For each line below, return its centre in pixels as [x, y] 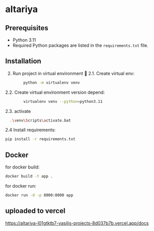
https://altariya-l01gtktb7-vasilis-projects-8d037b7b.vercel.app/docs [77, 223]
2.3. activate [18, 111]
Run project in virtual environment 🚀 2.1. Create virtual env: [73, 73]
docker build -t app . [29, 177]
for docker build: [22, 167]
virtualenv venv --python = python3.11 [63, 101]
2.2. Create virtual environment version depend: [55, 92]
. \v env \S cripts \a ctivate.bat [40, 120]
